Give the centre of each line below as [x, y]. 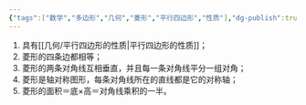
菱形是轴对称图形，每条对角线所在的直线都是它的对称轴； [130, 79]
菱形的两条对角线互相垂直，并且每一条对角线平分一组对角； [134, 68]
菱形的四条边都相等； [62, 57]
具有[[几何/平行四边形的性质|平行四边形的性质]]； [114, 45]
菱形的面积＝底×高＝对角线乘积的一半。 [97, 90]
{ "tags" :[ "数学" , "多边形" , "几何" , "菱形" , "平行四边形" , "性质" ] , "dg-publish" [145, 18]
